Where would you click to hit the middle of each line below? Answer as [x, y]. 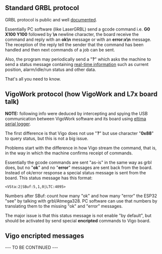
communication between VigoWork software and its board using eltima [76, 119]
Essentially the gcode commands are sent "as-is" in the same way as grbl [78, 162]
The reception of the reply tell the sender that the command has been [74, 44]
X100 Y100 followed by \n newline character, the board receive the [72, 34]
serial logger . [18, 124]
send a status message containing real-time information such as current [77, 64]
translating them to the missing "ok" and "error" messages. [64, 206]
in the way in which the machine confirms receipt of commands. [69, 153]
